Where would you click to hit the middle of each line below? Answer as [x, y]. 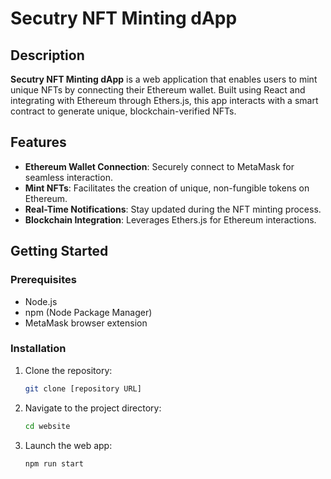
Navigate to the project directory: [93, 408]
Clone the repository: [68, 370]
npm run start [54, 463]
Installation [38, 349]
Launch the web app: [68, 445]
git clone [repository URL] [83, 388]
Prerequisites [43, 280]
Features [38, 142]
